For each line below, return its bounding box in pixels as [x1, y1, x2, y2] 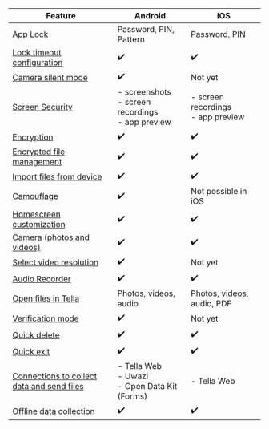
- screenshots [117, 87, 172, 97]
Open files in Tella [12, 293, 80, 304]
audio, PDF [191, 298, 232, 309]
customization [12, 219, 66, 229]
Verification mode [12, 313, 79, 324]
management [12, 156, 62, 167]
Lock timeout [12, 47, 62, 58]
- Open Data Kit [117, 381, 178, 391]
